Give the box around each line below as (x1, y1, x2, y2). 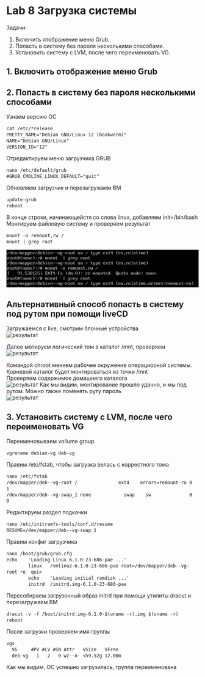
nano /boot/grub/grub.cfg (6, 551, 72, 557)
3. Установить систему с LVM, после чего (6, 412, 173, 422)
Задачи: (6, 24, 27, 31)
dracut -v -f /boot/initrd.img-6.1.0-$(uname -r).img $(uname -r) (6, 611, 179, 618)
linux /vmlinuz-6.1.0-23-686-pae (28, 563, 119, 569)
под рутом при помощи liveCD (6, 309, 128, 319)
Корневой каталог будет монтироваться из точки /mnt (6, 368, 148, 375)
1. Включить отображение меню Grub (6, 67, 157, 77)
